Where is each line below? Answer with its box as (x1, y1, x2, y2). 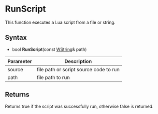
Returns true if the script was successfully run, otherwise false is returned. (5, 103, 154, 109)
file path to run (36, 74, 70, 81)
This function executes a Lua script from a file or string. (5, 19, 115, 25)
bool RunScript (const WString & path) (12, 46, 87, 52)
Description (64, 58, 92, 65)
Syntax (5, 33, 27, 42)
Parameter (7, 58, 32, 65)
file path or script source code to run (36, 66, 120, 73)
